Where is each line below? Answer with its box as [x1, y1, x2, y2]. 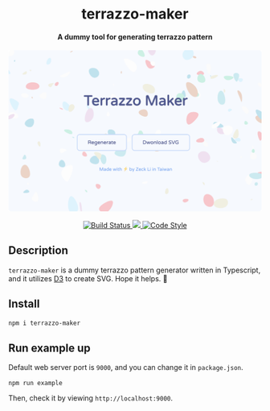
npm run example [8, 380, 63, 388]
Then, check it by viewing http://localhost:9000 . [8, 393, 173, 403]
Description [8, 243, 68, 258]
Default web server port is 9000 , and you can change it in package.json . [8, 363, 243, 372]
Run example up [8, 341, 91, 355]
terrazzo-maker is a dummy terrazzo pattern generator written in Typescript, [8, 265, 261, 275]
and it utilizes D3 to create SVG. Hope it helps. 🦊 [8, 273, 168, 283]
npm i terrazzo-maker [8, 319, 81, 327]
